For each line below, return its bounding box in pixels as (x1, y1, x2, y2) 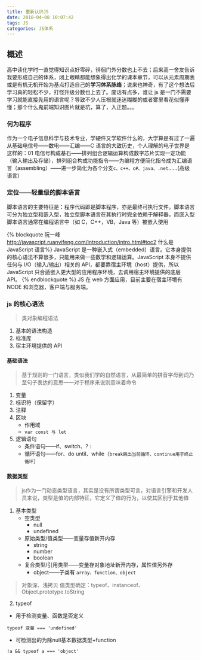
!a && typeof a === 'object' (7, 649, 79, 655)
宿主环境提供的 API (15, 342, 63, 349)
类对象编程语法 (21, 314, 58, 321)
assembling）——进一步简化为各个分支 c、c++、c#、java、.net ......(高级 (17, 165, 190, 172)
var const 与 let (24, 429, 67, 436)
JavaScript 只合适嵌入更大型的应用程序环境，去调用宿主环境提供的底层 (7, 268, 181, 275)
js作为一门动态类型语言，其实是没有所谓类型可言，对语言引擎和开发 (21, 487, 188, 494)
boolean (33, 554, 54, 561)
